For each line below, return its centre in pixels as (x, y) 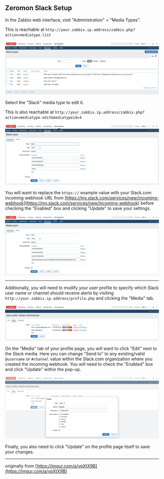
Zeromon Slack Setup (39, 8)
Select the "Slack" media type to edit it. (45, 103)
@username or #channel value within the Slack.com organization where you (79, 359)
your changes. (20, 452)
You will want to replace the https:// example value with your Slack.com (78, 192)
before (147, 203)
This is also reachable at (30, 112)
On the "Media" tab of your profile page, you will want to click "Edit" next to (81, 348)
